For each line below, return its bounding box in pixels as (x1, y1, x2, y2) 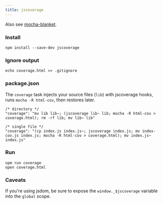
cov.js (5, 133, 19, 138)
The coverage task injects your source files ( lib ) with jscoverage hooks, (5, 91, 153, 97)
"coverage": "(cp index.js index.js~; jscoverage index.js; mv (5, 128, 140, 133)
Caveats (5, 176, 26, 183)
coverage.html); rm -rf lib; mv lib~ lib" (5, 115, 95, 120)
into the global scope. (5, 193, 51, 199)
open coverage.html (5, 165, 46, 170)
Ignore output (5, 56, 39, 63)
